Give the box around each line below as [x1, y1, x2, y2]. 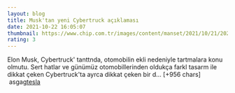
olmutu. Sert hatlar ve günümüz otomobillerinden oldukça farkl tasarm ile [7, 63, 218, 71]
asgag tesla [8, 78, 41, 86]
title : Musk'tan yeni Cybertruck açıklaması [7, 17, 139, 24]
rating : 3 [7, 36, 36, 43]
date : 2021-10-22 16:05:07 [7, 23, 86, 30]
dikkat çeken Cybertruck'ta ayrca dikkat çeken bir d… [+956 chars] [7, 71, 201, 79]
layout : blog [7, 10, 45, 17]
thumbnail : [7, 29, 39, 37]
